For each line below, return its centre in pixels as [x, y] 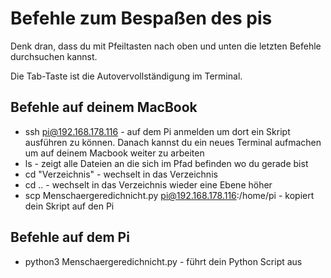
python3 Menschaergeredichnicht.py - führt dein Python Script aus [163, 261]
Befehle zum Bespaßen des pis [141, 18]
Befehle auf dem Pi [70, 237]
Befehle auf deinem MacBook [104, 107]
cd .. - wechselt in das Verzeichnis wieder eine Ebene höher [148, 184]
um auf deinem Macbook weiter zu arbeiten [114, 153]
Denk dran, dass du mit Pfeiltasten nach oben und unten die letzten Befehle [166, 46]
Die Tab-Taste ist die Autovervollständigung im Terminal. [126, 76]
